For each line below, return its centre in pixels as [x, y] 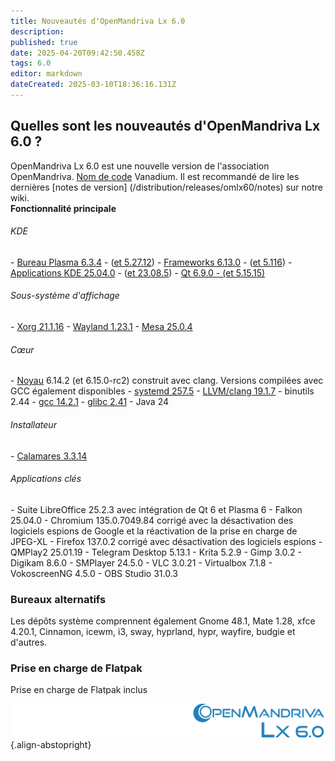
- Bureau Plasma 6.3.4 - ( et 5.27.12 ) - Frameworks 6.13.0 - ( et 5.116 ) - [151, 262]
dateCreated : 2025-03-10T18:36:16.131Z [93, 85]
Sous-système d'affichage [65, 296]
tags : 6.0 [31, 63]
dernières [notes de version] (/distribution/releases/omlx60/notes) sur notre [166, 187]
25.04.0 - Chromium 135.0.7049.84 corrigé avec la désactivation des [152, 520]
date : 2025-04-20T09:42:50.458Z [77, 53]
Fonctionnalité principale [63, 208]
